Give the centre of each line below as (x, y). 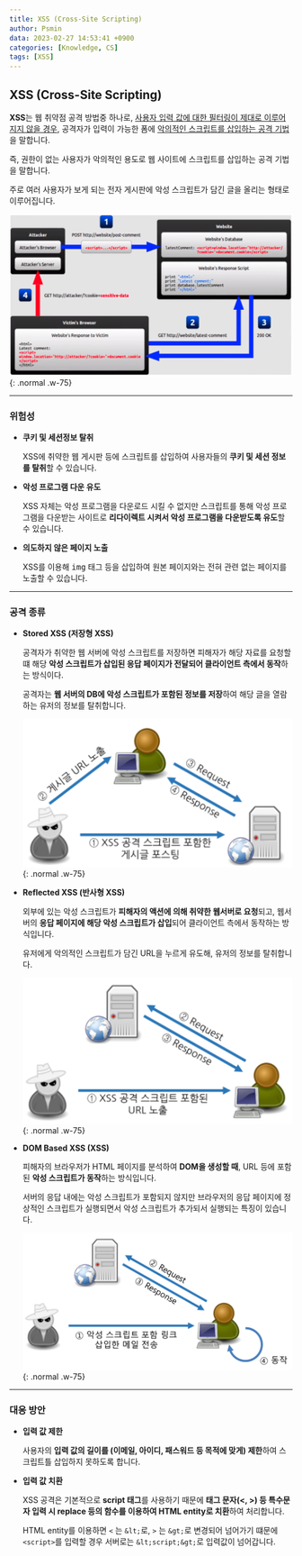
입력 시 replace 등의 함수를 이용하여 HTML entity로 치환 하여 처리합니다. (158, 1511)
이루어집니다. (32, 200)
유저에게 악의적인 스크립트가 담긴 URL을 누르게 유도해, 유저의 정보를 (142, 953)
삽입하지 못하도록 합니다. (97, 1462)
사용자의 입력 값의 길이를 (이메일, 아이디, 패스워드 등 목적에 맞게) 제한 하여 (149, 1451)
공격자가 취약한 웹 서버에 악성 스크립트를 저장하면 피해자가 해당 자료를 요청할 (157, 652)
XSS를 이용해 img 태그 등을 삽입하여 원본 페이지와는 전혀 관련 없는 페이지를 (155, 567)
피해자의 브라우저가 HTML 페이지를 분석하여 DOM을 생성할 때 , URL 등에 (149, 1166)
